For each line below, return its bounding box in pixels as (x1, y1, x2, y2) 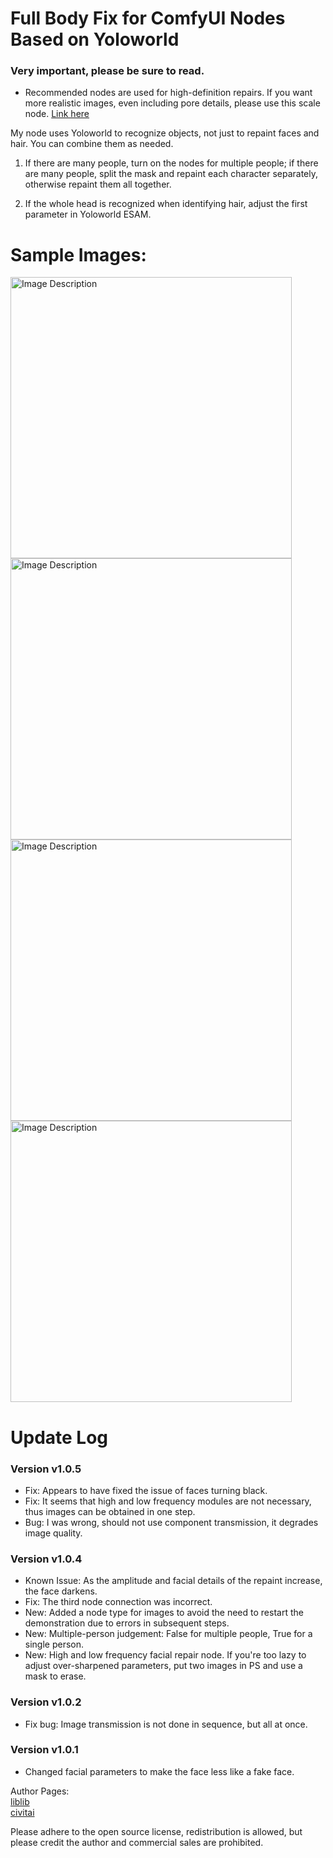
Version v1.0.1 (10, 1743, 79, 1757)
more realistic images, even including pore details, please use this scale (24, 97, 321, 109)
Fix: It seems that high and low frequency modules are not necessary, (24, 1495, 312, 1507)
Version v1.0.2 (10, 1695, 82, 1709)
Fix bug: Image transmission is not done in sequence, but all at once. (24, 1718, 308, 1730)
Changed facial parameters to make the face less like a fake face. (24, 1765, 295, 1777)
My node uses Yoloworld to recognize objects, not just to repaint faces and (10, 127, 320, 139)
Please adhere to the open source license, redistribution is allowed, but (10, 1825, 303, 1837)
